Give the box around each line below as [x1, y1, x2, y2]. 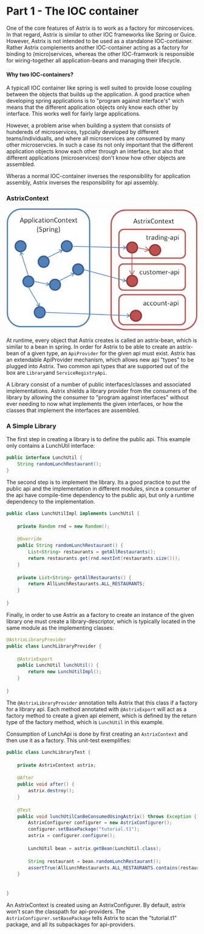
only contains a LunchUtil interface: [6, 442, 95, 450]
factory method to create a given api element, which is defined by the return [6, 712, 197, 719]
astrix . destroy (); [28, 788, 75, 794]
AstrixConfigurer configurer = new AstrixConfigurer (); [28, 820, 172, 826]
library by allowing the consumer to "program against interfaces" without [6, 394, 189, 401]
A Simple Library [6, 422, 56, 430]
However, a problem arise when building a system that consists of [6, 122, 171, 129]
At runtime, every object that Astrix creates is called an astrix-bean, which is [6, 336, 197, 344]
